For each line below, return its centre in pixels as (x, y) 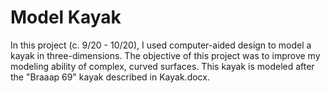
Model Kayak (66, 17)
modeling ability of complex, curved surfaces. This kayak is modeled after (162, 66)
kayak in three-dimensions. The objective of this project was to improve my (165, 55)
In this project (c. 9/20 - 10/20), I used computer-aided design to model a (161, 45)
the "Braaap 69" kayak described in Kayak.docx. (110, 77)
